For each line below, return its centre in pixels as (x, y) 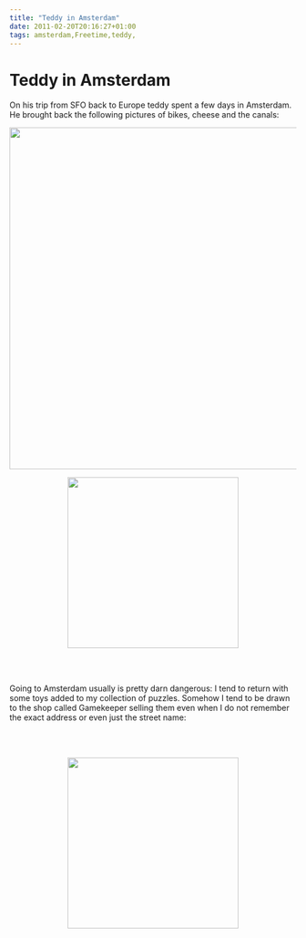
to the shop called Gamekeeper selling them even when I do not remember (149, 708)
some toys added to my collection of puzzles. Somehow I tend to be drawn (150, 698)
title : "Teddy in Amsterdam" (65, 18)
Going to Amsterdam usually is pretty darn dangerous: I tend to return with (149, 688)
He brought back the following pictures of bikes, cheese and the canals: (144, 115)
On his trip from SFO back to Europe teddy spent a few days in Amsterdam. (151, 105)
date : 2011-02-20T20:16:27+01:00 (73, 26)
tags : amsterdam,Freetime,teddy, (73, 35)
